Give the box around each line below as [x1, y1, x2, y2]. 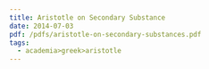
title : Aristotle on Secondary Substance [9, 13, 166, 22]
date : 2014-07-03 [9, 22, 74, 30]
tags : [9, 38, 29, 47]
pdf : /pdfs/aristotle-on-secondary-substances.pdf [9, 30, 202, 39]
